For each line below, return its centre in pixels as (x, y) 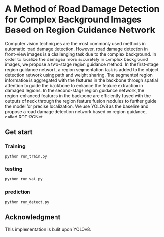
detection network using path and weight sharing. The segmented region (79, 75)
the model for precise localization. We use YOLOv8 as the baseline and (77, 106)
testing (14, 169)
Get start (19, 132)
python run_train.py (26, 156)
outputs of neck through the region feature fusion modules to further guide (81, 101)
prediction (18, 192)
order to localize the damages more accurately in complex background (77, 59)
